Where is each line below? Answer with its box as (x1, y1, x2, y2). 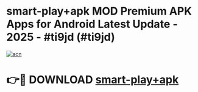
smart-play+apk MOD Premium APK (6, 4, 192, 18)
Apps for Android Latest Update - (6, 17, 178, 31)
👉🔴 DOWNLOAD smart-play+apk (6, 73, 179, 87)
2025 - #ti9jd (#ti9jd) (6, 30, 116, 44)
